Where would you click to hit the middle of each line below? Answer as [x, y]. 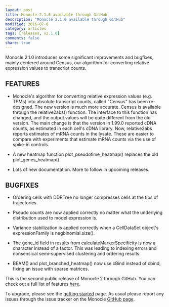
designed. [23, 107]
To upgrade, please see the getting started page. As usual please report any [85, 294]
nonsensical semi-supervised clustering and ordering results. [76, 254]
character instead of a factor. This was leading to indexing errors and [85, 248]
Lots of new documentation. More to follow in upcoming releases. [81, 169]
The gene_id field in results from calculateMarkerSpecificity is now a [84, 243]
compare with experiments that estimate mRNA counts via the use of [84, 139]
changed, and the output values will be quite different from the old [81, 117]
